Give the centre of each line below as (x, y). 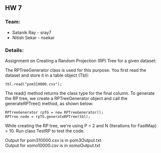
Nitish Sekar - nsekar (33, 37)
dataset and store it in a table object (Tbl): (47, 75)
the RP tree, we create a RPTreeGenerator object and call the (66, 98)
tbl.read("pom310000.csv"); (34, 84)
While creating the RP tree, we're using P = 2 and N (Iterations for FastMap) (81, 125)
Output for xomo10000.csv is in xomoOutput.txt (53, 145)
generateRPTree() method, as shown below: (49, 103)
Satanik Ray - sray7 (32, 32)
